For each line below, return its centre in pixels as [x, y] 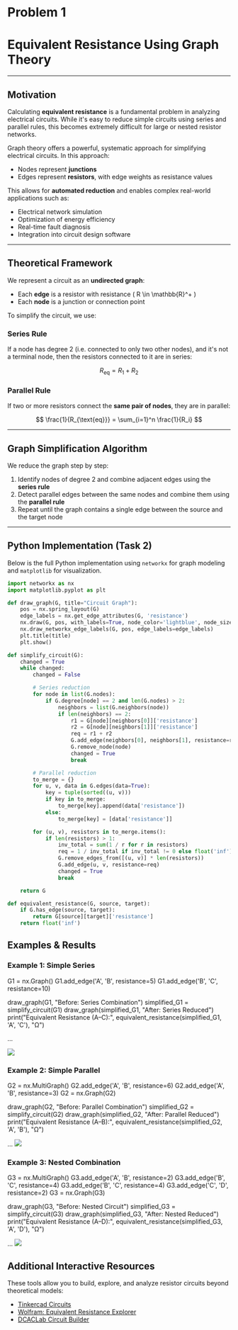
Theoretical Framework [60, 263]
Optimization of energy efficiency [66, 219]
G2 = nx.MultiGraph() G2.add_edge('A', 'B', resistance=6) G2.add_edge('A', [116, 1086]
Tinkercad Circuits [44, 1304]
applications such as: [38, 198]
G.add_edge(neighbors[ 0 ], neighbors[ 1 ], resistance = [150, 740]
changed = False [57, 675]
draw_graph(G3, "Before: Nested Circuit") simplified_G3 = [91, 1207]
